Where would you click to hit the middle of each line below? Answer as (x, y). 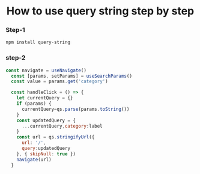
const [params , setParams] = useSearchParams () (72, 76)
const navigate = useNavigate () (46, 70)
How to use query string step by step (100, 11)
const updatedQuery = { (46, 120)
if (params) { (34, 104)
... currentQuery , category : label (62, 126)
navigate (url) (34, 160)
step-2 (16, 58)
